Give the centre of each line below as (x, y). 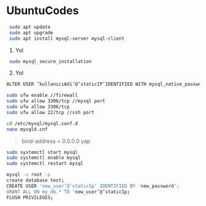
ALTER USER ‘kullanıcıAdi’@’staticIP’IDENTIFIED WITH (77, 84)
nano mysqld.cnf (27, 129)
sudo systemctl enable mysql (44, 158)
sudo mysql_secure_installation (50, 61)
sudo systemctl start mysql (42, 152)
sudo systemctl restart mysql (45, 164)
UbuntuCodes (43, 11)
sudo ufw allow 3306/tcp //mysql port (56, 101)
